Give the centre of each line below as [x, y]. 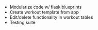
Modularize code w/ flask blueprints [46, 7]
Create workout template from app [44, 12]
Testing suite [22, 22]
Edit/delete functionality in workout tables [51, 17]
